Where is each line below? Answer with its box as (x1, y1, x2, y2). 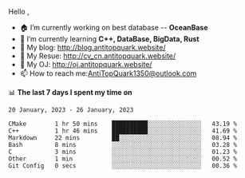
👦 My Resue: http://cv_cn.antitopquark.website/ (19, 51, 176, 61)
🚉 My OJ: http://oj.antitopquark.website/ (19, 60, 152, 69)
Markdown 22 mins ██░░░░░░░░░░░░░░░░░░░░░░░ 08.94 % (8, 134, 238, 142)
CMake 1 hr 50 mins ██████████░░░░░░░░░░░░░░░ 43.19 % (8, 120, 238, 128)
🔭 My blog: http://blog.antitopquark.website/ (19, 43, 166, 52)
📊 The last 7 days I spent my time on (8, 88, 133, 97)
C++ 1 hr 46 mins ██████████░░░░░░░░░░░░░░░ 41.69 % (8, 127, 238, 135)
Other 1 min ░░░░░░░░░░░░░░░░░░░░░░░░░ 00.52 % (8, 155, 238, 163)
